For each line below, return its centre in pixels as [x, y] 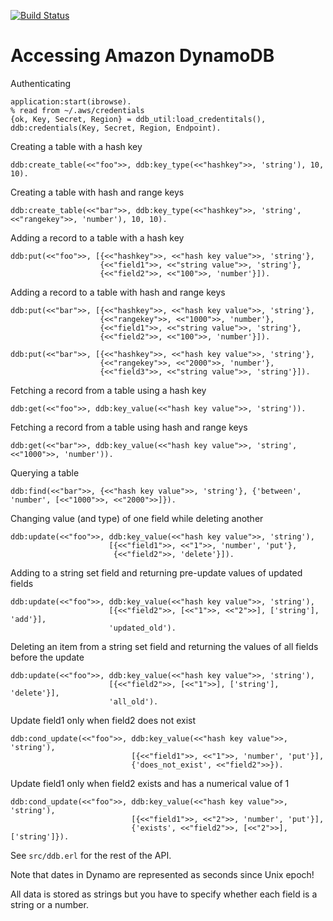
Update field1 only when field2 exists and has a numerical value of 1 [150, 783]
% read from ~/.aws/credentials [77, 110]
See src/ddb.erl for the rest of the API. [91, 855]
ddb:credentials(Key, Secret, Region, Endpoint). [116, 128]
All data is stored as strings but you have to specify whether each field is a [164, 894]
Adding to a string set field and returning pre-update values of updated [156, 572]
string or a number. [49, 904]
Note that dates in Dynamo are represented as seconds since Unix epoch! [162, 874]
